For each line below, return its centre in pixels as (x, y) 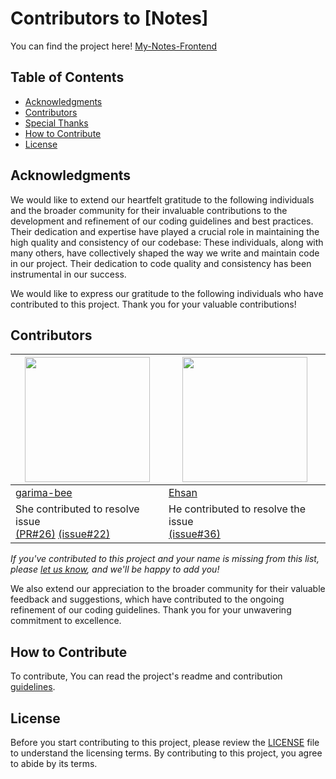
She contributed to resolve (77, 509)
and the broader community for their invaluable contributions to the (149, 210)
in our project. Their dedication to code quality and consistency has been (161, 263)
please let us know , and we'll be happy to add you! (115, 569)
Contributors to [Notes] (109, 18)
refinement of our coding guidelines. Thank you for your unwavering (151, 610)
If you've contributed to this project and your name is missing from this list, (165, 559)
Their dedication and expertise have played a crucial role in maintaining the (165, 231)
